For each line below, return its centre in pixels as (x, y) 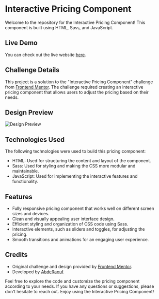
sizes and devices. (31, 214)
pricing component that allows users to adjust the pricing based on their (77, 92)
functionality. (25, 182)
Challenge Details (32, 70)
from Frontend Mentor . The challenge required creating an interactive (74, 87)
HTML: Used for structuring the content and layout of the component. (81, 161)
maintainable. (25, 171)
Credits (16, 255)
